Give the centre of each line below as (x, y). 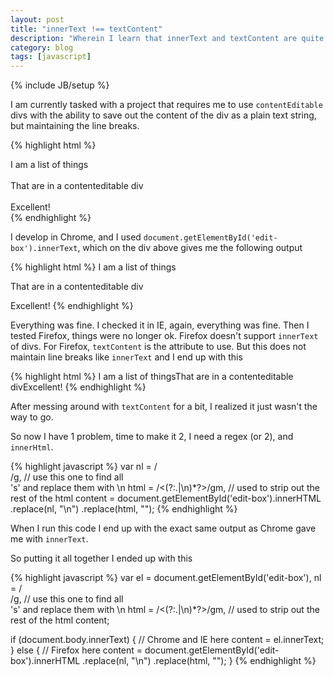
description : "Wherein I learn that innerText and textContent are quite (167, 38)
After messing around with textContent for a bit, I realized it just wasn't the (164, 407)
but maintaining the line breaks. (75, 126)
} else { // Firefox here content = (76, 650)
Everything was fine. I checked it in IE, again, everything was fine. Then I (160, 325)
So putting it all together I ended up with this (101, 558)
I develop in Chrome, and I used (76, 237)
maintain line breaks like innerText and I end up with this (126, 357)
